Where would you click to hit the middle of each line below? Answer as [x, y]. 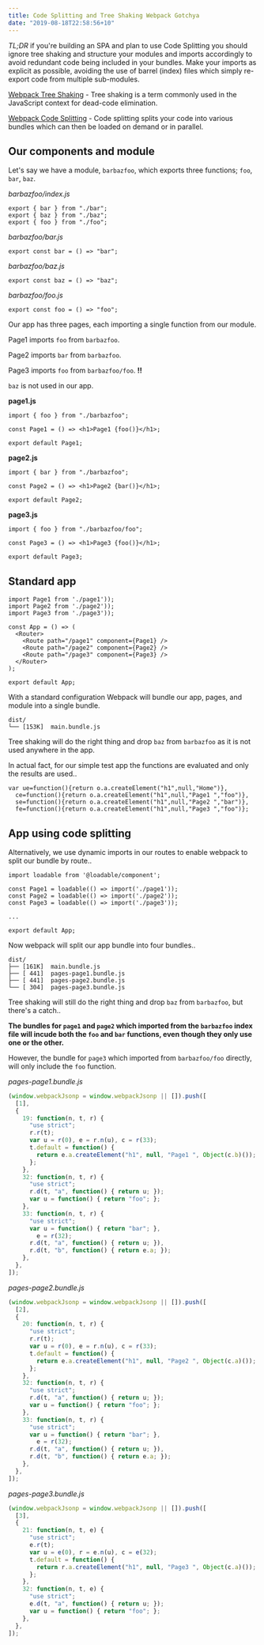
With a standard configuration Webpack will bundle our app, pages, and [125, 698]
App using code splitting [70, 833]
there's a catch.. [35, 1010]
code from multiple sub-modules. [85, 79]
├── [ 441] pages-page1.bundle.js [67, 974]
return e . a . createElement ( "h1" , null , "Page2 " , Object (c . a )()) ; [147, 1361]
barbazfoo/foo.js [36, 295]
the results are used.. [43, 774]
